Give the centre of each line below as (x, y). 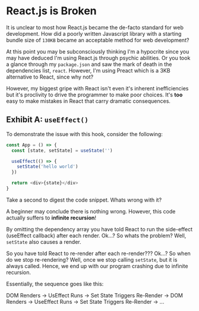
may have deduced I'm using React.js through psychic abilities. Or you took (98, 58)
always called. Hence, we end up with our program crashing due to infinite (97, 266)
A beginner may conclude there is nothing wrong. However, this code (91, 211)
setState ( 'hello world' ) (48, 167)
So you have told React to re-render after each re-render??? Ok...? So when (99, 253)
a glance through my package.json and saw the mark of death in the (89, 64)
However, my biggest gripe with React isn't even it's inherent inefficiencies (97, 88)
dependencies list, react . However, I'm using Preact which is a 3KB (88, 70)
